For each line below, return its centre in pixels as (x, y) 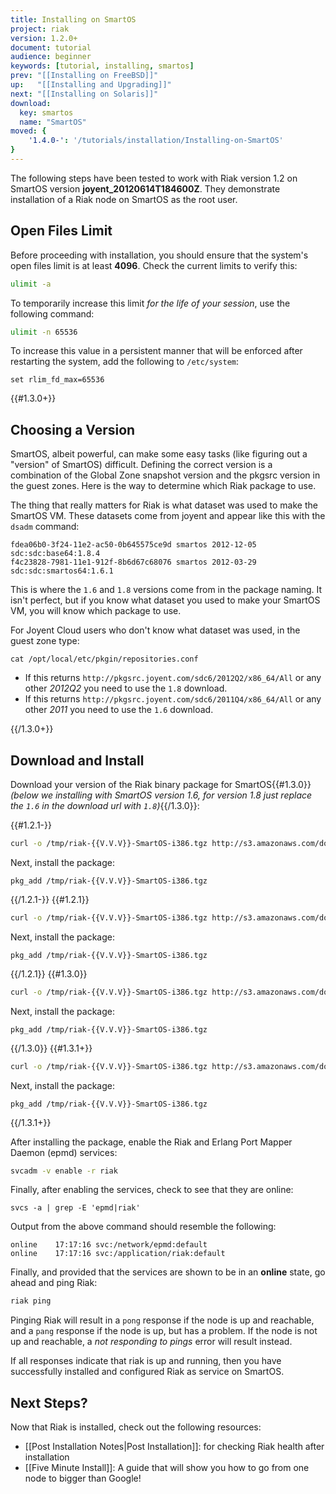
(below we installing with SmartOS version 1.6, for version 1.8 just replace (161, 795)
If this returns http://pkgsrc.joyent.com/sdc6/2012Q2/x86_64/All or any (173, 678)
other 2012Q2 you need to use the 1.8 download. (126, 688)
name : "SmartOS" (53, 122)
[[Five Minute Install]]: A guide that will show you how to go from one (167, 1468)
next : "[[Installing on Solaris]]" (84, 94)
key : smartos (46, 112)
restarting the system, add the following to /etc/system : (125, 362)
